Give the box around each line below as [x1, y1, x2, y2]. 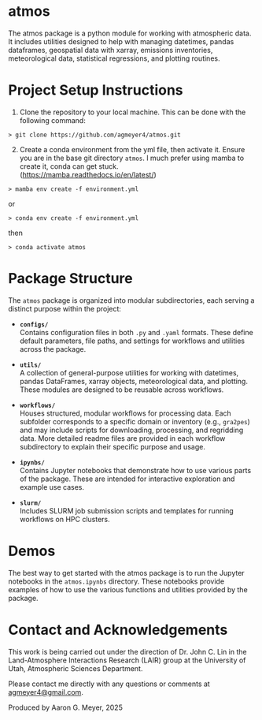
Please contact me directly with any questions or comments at [8, 679, 210, 688]
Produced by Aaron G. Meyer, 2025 [8, 703, 124, 712]
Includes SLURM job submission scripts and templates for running [19, 505, 234, 515]
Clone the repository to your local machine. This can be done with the [19, 107, 246, 117]
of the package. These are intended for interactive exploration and [19, 474, 235, 483]
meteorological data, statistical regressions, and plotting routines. [8, 54, 220, 63]
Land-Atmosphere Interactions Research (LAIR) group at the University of [8, 655, 246, 665]
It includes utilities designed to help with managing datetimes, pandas [8, 36, 234, 46]
